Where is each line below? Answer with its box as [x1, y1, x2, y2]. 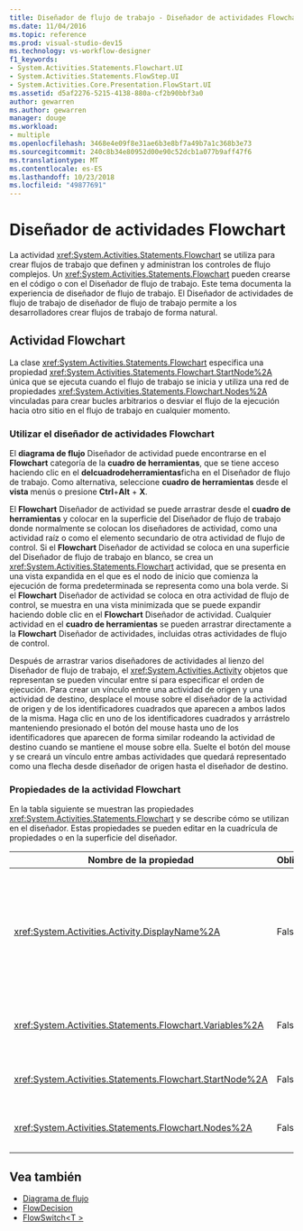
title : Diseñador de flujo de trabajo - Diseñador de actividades [9, 13, 264, 23]
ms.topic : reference [9, 30, 87, 39]
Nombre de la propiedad [87, 854, 195, 867]
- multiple [9, 131, 50, 140]
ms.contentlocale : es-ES [9, 164, 103, 173]
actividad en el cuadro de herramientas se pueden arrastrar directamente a [9, 619, 291, 629]
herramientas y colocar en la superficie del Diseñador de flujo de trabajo [9, 513, 281, 524]
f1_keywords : [9, 55, 59, 64]
